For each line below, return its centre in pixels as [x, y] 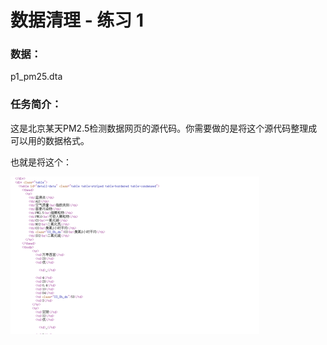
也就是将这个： [41, 162]
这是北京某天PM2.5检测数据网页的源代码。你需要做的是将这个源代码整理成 [164, 128]
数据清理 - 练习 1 [77, 20]
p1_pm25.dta [36, 77]
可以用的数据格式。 [50, 140]
